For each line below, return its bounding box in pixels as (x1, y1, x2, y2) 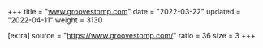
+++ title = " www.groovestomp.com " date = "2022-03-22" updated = (7, 7, 241, 16)
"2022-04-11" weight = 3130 (7, 15, 103, 25)
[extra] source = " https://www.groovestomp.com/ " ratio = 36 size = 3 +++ (7, 31, 257, 40)
